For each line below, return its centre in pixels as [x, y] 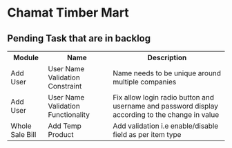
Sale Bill [23, 135]
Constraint [65, 86]
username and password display [166, 106]
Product [61, 135]
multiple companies [145, 82]
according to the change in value [166, 114]
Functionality [69, 114]
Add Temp [65, 126]
